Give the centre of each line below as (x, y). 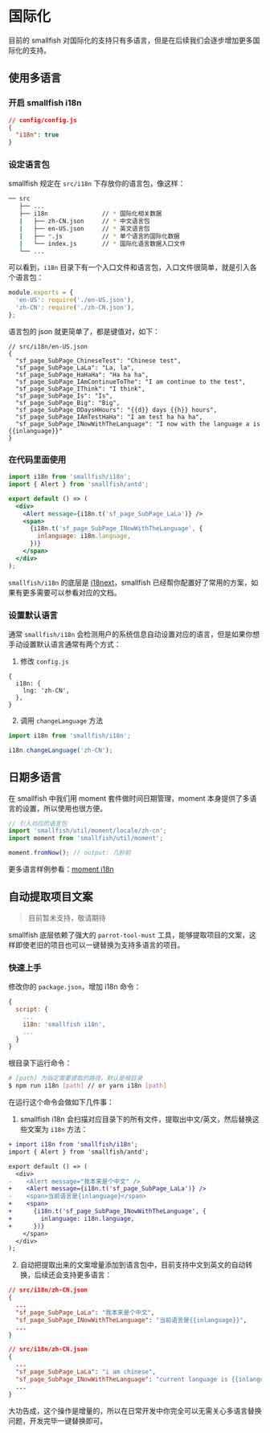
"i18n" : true (37, 135)
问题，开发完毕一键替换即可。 (57, 1421)
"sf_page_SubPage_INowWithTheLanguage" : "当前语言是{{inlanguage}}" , (131, 1320)
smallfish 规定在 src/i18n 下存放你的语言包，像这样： (97, 184)
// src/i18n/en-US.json (48, 346)
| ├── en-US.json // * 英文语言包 (84, 229)
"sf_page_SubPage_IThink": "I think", (81, 389)
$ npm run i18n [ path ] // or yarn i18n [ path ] (88, 1086)
